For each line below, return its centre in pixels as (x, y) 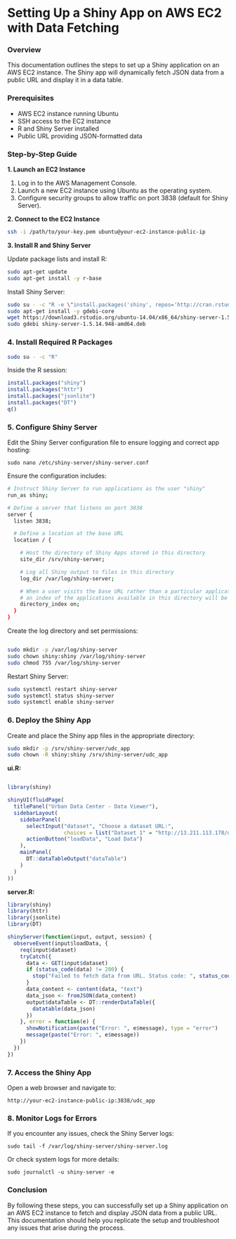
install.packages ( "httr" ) (45, 390)
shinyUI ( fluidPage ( (36, 800)
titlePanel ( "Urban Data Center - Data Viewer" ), (86, 807)
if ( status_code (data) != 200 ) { (75, 970)
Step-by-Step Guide (42, 154)
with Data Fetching (63, 28)
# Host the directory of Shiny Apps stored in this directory (113, 553)
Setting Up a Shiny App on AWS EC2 (115, 13)
